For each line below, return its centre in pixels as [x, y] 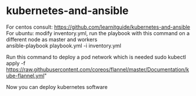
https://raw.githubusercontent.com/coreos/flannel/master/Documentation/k [98, 69]
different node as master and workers [52, 39]
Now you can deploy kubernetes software [57, 87]
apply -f [16, 63]
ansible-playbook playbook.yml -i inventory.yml [64, 46]
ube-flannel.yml [25, 76]
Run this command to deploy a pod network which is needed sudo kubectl [96, 57]
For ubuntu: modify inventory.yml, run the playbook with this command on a [98, 33]
